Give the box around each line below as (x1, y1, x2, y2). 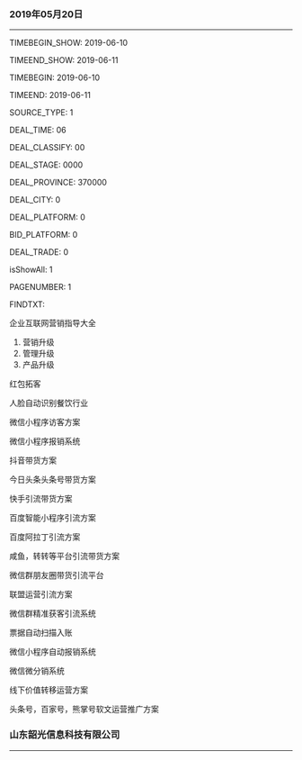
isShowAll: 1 (9, 264, 53, 276)
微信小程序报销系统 (9, 436, 81, 447)
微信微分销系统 (9, 665, 65, 676)
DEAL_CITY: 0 (9, 195, 61, 205)
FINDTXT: (9, 299, 45, 310)
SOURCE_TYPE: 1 (9, 107, 74, 118)
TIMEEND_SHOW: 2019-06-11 (9, 55, 119, 66)
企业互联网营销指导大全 (9, 318, 96, 329)
